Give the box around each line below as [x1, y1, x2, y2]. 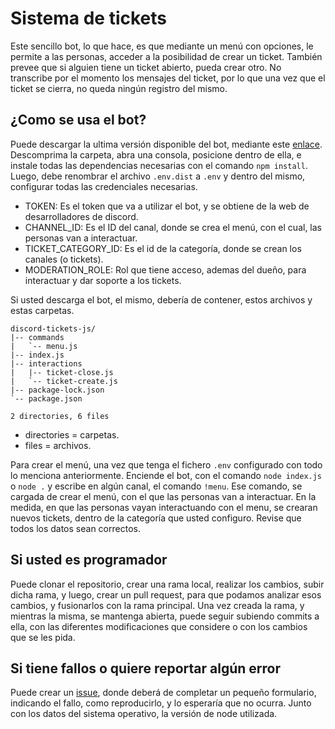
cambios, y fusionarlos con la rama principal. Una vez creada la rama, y [10, 599, 305, 611]
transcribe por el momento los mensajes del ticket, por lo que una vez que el [10, 72, 326, 84]
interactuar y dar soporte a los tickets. [24, 274, 182, 286]
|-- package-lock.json [10, 385, 105, 395]
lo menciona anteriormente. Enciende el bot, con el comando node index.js [10, 469, 323, 481]
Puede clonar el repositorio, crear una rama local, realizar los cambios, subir [10, 578, 325, 590]
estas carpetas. [10, 304, 75, 316]
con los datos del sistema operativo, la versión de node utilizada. [10, 708, 278, 720]
